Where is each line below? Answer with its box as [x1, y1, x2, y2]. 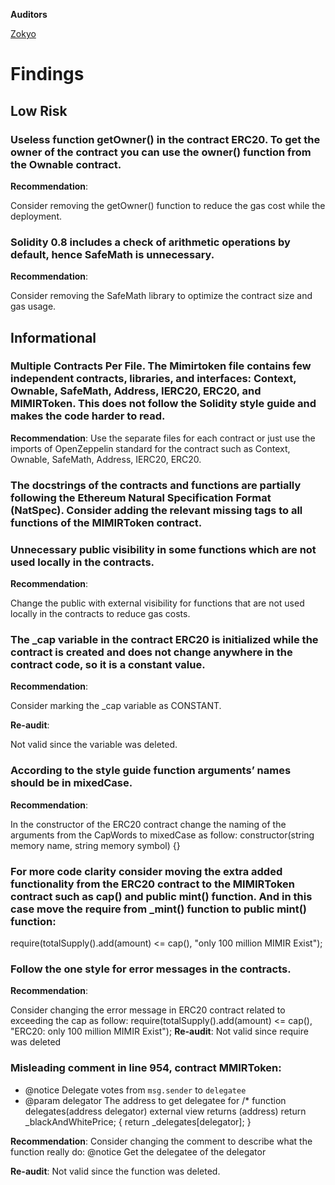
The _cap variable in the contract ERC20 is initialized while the [10, 633, 319, 646]
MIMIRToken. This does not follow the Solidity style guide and [10, 397, 317, 411]
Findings [10, 63, 85, 86]
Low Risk [10, 102, 68, 119]
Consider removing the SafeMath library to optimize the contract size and [10, 290, 313, 302]
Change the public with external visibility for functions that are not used [10, 597, 305, 609]
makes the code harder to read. [10, 409, 166, 423]
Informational [10, 329, 97, 346]
